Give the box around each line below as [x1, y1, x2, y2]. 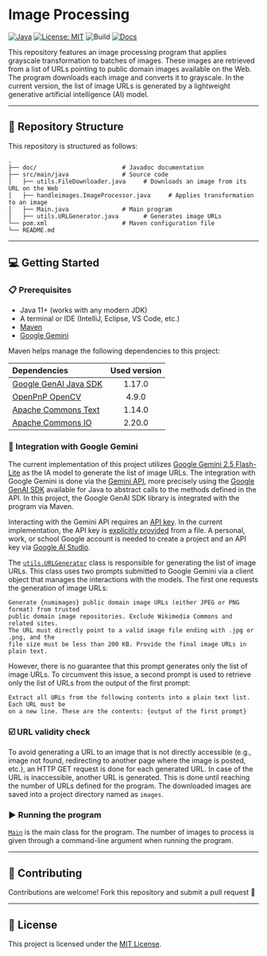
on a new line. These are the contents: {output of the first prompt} [8, 707, 247, 715]
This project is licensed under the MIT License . [8, 939, 162, 948]
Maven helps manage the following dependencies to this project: [8, 346, 220, 356]
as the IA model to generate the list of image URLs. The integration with [21, 468, 256, 477]
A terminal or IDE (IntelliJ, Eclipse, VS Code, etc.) [19, 314, 180, 324]
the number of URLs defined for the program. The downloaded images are [8, 781, 252, 791]
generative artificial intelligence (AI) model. [8, 89, 149, 99]
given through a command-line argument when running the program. [8, 836, 234, 845]
